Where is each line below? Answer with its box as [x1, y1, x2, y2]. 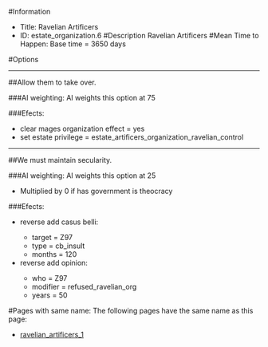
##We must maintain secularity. [8, 156, 112, 164]
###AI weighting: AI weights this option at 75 [8, 93, 156, 102]
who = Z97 [31, 274, 68, 282]
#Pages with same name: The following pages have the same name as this [8, 306, 254, 315]
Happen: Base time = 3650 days [19, 39, 126, 49]
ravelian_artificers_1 [19, 330, 85, 339]
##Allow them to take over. [8, 77, 97, 87]
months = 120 [31, 250, 77, 258]
